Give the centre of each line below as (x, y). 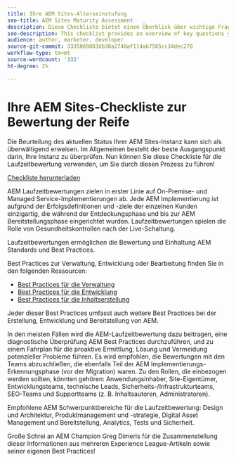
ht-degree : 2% (28, 66)
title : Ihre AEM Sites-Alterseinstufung (67, 14)
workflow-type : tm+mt (39, 53)
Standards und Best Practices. (51, 250)
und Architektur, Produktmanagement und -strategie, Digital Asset (103, 415)
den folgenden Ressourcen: (47, 271)
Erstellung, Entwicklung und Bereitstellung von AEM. (83, 320)
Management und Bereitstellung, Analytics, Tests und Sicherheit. (101, 422)
